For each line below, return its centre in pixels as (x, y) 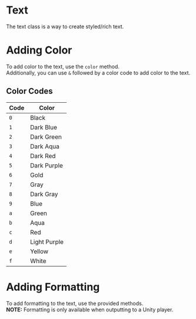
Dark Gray (44, 194)
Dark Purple (47, 165)
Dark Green (46, 137)
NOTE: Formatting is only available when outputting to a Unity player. (90, 310)
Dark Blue (44, 127)
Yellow (39, 251)
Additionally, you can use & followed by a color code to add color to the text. (98, 73)
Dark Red (43, 156)
